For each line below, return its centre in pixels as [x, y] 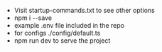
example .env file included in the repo [69, 25]
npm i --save [33, 18]
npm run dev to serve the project [62, 41]
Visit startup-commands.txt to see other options [84, 10]
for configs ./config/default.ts [57, 33]
